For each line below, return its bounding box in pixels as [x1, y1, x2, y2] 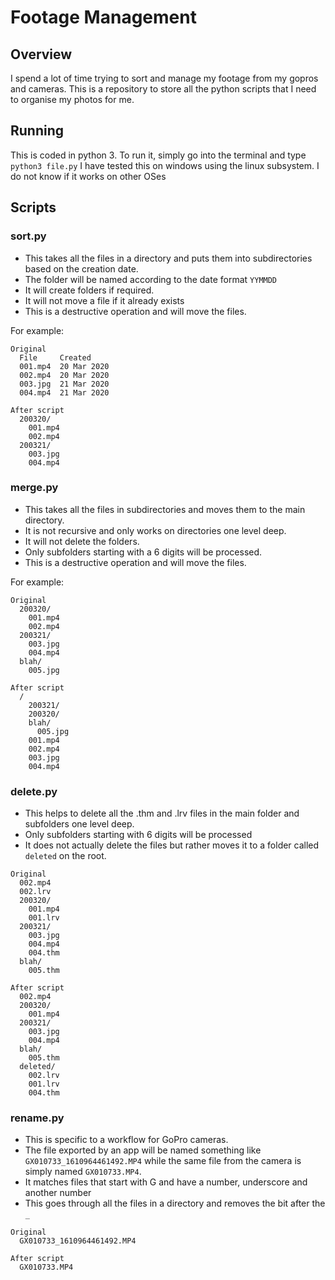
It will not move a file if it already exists [24, 294, 185, 306]
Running [10, 122, 65, 140]
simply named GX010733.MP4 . [24, 1166, 142, 1178]
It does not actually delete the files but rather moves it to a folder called [24, 839, 320, 851]
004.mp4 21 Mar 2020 [19, 387, 110, 398]
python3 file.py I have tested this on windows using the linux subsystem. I [10, 159, 320, 171]
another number [24, 1187, 92, 1199]
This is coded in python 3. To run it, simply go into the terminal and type [10, 149, 307, 161]
